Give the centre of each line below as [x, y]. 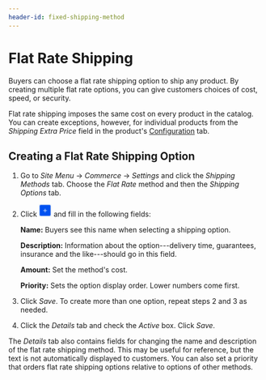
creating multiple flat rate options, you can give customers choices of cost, [133, 89]
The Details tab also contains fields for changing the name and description [133, 341]
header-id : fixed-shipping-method [67, 17]
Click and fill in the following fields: [85, 214]
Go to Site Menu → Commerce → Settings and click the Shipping [128, 176]
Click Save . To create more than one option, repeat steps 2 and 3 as [133, 301]
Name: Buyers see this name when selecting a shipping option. [125, 230]
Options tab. [41, 193]
